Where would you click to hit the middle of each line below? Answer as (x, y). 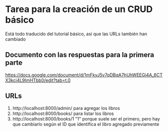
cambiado (16, 39)
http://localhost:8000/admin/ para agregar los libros (66, 108)
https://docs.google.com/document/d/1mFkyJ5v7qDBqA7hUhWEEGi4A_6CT (84, 75)
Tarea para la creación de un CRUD (79, 9)
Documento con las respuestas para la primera (80, 55)
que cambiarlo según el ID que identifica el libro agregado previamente (86, 124)
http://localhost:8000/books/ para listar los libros (63, 113)
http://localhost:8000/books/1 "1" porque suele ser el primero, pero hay (86, 118)
